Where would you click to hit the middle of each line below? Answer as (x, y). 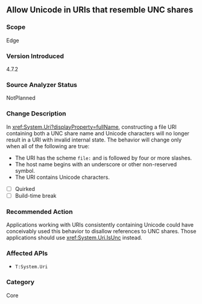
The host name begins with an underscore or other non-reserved (96, 164)
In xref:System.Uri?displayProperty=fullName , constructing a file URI (91, 127)
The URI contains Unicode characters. (62, 177)
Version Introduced (35, 56)
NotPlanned (21, 98)
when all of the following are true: (48, 146)
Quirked (25, 189)
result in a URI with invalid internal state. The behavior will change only (94, 140)
